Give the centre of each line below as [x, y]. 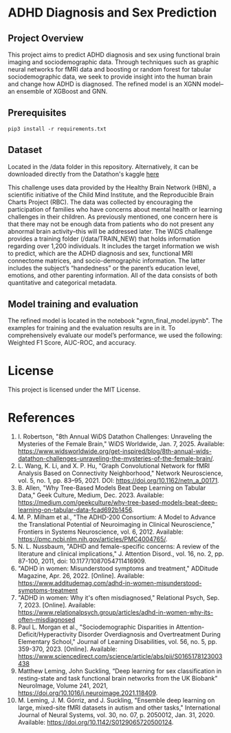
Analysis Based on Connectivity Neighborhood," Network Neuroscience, [120, 473]
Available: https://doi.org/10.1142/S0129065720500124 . [96, 723]
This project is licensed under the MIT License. [74, 390]
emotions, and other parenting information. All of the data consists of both [113, 275]
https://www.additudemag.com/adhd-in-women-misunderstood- [110, 583]
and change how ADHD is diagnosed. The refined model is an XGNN [104, 84]
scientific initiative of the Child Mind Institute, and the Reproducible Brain [111, 194]
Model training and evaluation [73, 304]
